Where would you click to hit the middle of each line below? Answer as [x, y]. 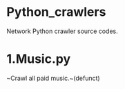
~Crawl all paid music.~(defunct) [54, 78]
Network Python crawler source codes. [62, 31]
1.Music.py [39, 59]
